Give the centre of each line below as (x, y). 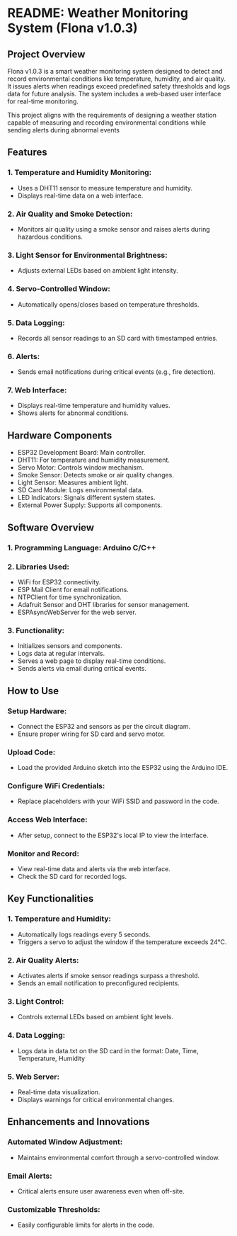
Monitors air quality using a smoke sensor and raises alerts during (114, 229)
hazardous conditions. (50, 237)
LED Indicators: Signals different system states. (86, 498)
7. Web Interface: (37, 390)
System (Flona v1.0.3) (73, 28)
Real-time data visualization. (59, 1092)
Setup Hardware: (37, 711)
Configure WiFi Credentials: (56, 786)
